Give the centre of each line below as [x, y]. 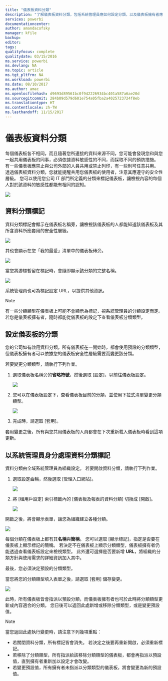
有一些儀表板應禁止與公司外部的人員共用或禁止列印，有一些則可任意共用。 [82, 166]
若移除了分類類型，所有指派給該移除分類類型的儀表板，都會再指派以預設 [87, 655]
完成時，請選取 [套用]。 [36, 421]
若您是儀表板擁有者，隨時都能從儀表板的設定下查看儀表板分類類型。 [75, 317]
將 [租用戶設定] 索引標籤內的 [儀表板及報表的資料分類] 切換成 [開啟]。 [84, 499]
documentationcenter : [28, 24]
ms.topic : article [24, 71]
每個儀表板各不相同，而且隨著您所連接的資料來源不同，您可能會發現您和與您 [84, 153]
